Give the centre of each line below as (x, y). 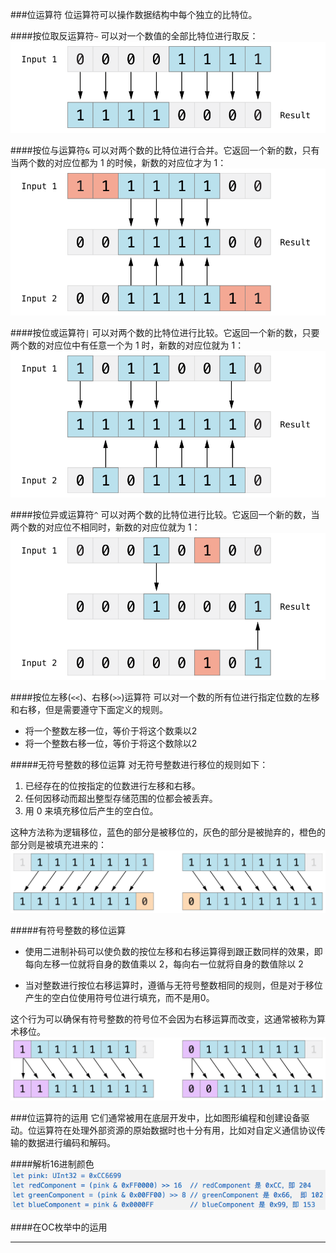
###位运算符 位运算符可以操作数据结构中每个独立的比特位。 (134, 14)
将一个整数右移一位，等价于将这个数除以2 (111, 743)
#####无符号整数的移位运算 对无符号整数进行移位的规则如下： (139, 764)
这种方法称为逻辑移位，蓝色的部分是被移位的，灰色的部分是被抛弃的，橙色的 (168, 832)
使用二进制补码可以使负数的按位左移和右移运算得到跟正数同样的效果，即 (173, 952)
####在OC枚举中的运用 (59, 1227)
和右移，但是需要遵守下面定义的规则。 (89, 709)
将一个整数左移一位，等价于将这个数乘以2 (111, 730)
